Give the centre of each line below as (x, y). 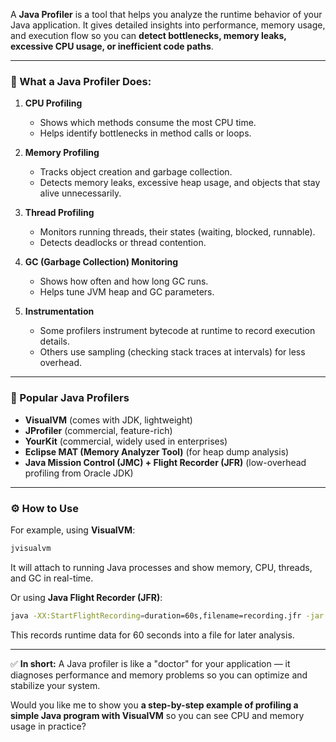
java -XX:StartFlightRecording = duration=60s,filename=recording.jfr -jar (167, 615)
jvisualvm (31, 548)
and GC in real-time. (52, 578)
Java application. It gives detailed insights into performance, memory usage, (168, 25)
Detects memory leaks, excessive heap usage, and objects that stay (180, 183)
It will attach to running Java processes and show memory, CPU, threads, (161, 567)
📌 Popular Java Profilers (70, 398)
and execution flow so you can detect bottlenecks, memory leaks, (148, 35)
